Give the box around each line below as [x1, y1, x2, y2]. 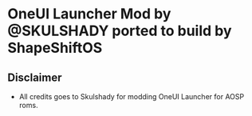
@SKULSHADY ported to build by [7, 22, 232, 40]
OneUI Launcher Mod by [7, 5, 171, 23]
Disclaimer [7, 70, 62, 84]
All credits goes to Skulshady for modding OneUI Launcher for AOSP [18, 92, 245, 101]
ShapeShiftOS [7, 39, 103, 57]
